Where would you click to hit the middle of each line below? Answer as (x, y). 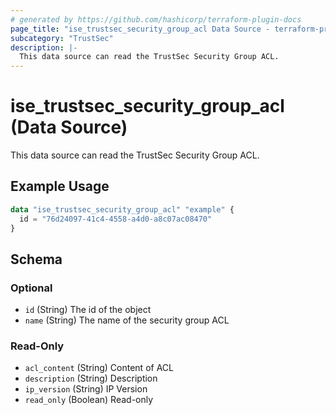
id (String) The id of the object (88, 310)
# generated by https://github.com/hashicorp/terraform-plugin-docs (156, 19)
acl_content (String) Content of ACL (99, 368)
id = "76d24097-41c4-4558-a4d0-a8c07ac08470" (116, 219)
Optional (31, 288)
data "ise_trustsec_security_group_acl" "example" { (122, 209)
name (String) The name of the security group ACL (127, 320)
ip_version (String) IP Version (86, 389)
